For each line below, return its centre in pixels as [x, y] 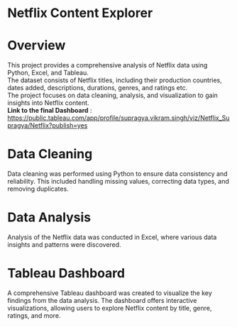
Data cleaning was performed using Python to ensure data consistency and [118, 174]
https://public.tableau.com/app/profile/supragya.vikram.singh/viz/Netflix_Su [118, 118]
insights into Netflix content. [49, 103]
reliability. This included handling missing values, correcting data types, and [118, 182]
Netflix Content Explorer [80, 13]
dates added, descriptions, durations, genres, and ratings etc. [98, 88]
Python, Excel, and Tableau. [48, 73]
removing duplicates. [38, 189]
